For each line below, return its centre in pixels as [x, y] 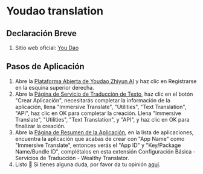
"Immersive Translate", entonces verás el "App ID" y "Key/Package [98, 145]
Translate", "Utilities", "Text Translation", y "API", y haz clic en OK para [102, 119]
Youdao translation [55, 11]
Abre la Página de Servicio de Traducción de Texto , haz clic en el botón [104, 94]
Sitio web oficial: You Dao [47, 48]
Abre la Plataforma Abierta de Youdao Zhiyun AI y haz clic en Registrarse [106, 81]
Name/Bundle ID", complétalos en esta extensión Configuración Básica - [105, 151]
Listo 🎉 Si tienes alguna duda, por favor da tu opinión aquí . [88, 164]
